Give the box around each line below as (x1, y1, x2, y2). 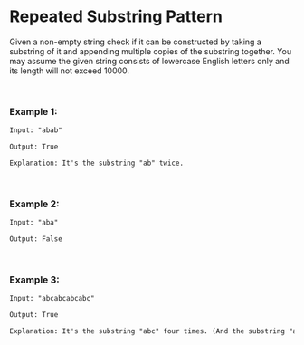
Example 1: (9, 105, 58, 118)
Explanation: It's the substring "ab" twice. (9, 158, 184, 168)
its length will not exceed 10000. (9, 65, 129, 76)
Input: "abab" (9, 126, 63, 135)
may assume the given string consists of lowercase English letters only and (9, 55, 290, 66)
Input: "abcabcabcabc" (9, 294, 95, 303)
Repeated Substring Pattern (9, 6, 223, 27)
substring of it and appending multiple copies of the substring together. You (9, 45, 292, 56)
